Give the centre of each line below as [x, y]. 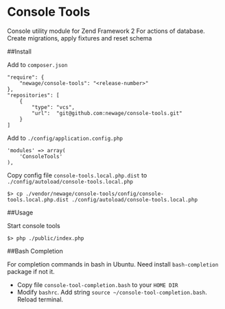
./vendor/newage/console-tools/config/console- [95, 194]
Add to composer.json [37, 64]
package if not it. [31, 271]
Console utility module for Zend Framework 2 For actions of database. [106, 31]
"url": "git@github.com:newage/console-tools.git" [107, 113]
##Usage [20, 212]
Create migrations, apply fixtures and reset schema [80, 38]
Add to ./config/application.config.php [65, 138]
